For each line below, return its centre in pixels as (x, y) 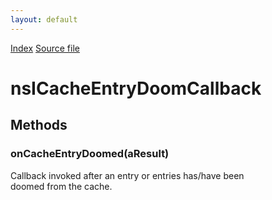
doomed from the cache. (61, 186)
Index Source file (45, 48)
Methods (39, 125)
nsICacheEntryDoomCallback (136, 88)
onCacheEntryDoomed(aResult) (90, 154)
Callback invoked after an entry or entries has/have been (127, 175)
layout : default (44, 19)
